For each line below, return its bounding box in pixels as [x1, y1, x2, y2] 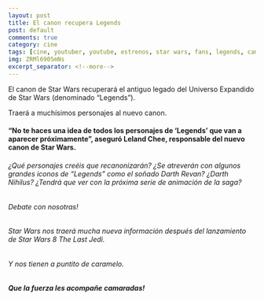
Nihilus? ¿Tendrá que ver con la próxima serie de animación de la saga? [8, 177, 242, 187]
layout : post [8, 11, 51, 20]
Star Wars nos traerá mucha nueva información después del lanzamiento [8, 226, 247, 236]
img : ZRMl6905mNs [8, 56, 65, 64]
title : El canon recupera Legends [8, 19, 122, 27]
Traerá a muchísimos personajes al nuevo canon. [8, 108, 167, 117]
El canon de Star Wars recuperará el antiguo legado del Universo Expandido [8, 84, 255, 94]
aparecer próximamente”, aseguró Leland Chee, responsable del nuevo [8, 135, 245, 144]
